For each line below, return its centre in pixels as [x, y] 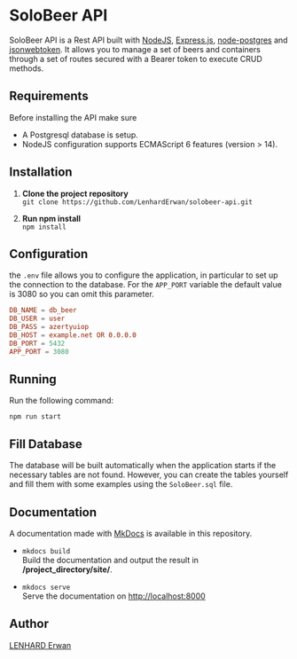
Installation [41, 173]
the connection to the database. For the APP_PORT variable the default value [145, 285]
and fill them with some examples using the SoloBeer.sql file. [121, 484]
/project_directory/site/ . [67, 569]
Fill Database [46, 444]
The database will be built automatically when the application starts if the [143, 466]
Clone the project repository [75, 193]
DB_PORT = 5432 [37, 343]
